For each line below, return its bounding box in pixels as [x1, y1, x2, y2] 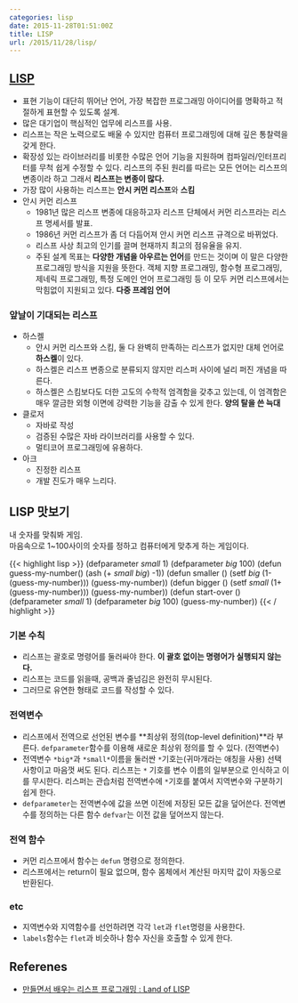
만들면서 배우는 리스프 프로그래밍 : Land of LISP [21, 984, 190, 995]
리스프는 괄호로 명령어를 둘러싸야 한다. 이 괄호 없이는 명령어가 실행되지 [21, 651, 266, 662]
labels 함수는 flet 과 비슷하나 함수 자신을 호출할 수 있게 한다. [21, 933, 233, 943]
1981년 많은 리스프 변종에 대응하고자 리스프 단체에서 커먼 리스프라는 [35, 206, 270, 218]
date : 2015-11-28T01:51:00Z [9, 21, 114, 30]
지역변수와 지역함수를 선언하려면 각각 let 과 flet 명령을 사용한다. [21, 922, 246, 933]
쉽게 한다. [21, 787, 56, 797]
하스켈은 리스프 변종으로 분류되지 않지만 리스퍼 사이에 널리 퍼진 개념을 [35, 364, 278, 375]
